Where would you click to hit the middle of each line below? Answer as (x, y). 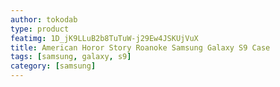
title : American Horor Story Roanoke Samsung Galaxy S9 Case (140, 47)
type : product (40, 29)
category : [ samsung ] (53, 66)
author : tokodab (44, 19)
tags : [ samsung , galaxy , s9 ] (71, 57)
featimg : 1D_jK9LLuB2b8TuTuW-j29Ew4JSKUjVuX (104, 38)
